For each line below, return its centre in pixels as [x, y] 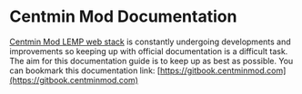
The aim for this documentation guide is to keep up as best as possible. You [151, 61]
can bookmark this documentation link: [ [85, 70]
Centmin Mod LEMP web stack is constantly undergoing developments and [150, 42]
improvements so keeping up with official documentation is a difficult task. [149, 51]
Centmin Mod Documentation [123, 17]
